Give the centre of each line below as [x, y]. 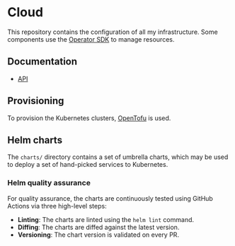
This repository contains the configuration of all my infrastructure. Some [113, 32]
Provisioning [36, 101]
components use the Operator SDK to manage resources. [91, 39]
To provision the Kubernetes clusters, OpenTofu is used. [89, 118]
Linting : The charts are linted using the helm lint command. [106, 219]
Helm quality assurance [49, 183]
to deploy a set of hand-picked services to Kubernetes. [88, 165]
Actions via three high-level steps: [57, 206]
